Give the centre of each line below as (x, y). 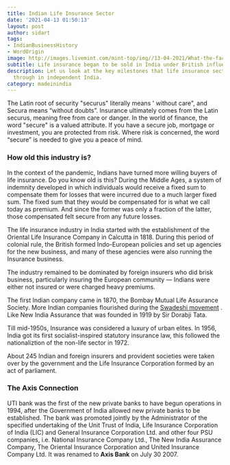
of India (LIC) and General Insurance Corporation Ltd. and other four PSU (110, 432)
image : (16, 58)
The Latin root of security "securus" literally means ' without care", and (107, 103)
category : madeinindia (39, 84)
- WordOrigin (26, 52)
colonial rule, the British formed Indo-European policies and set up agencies (114, 244)
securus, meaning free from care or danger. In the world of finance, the (108, 118)
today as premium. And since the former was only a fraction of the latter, (110, 209)
